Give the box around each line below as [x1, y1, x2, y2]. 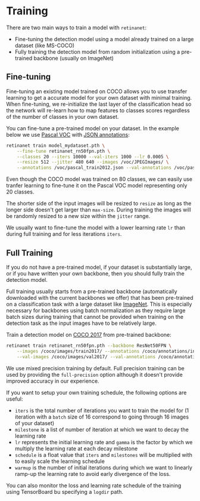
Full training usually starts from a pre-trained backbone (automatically [6, 288, 177, 295]
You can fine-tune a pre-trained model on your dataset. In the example [6, 124, 180, 132]
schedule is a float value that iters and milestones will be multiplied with [14, 451, 192, 458]
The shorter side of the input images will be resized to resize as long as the [6, 200, 192, 207]
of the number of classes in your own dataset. [6, 113, 119, 120]
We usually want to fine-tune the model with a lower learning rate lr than [6, 224, 186, 231]
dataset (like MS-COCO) [14, 42, 75, 49]
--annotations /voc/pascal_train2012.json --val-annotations [17, 165, 171, 171]
